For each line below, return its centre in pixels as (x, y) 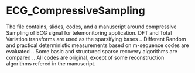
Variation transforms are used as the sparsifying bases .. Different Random (96, 39)
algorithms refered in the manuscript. (51, 63)
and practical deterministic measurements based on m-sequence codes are (97, 45)
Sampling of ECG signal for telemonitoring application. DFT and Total (89, 32)
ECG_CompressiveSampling (76, 11)
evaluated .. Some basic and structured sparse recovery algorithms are (92, 51)
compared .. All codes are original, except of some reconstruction (85, 57)
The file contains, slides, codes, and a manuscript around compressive (91, 27)
